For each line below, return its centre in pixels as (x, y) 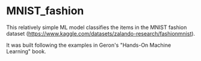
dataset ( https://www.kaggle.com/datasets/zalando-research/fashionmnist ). (101, 33)
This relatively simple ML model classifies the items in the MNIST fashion (97, 27)
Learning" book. (26, 51)
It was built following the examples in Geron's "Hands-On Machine (89, 45)
